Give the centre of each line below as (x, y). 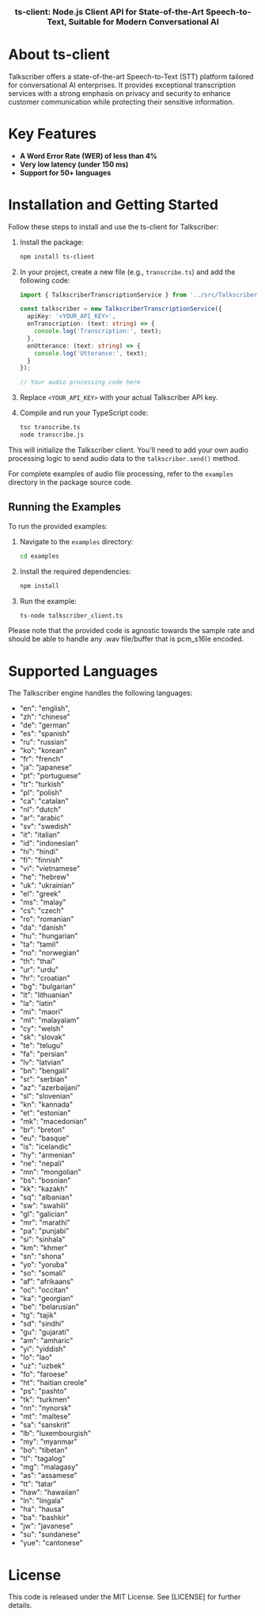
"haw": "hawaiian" (49, 1492)
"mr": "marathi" (45, 1223)
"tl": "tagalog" (42, 1459)
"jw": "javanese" (46, 1526)
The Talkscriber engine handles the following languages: (100, 693)
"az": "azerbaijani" (50, 1088)
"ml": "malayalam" (49, 1020)
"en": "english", (45, 708)
